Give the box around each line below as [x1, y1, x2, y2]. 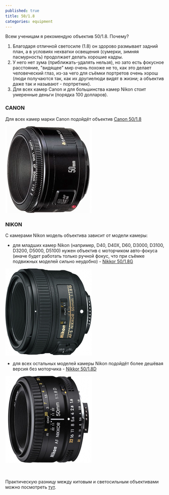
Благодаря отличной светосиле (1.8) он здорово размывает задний [12, 43, 158, 49]
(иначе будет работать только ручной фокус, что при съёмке [12, 253, 145, 259]
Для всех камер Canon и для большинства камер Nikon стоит [12, 86, 146, 92]
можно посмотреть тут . [5, 484, 57, 490]
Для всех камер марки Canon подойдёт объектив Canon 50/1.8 [5, 116, 142, 122]
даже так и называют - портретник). [12, 81, 91, 87]
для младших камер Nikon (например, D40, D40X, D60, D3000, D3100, [12, 242, 164, 248]
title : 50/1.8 [5, 13, 35, 19]
